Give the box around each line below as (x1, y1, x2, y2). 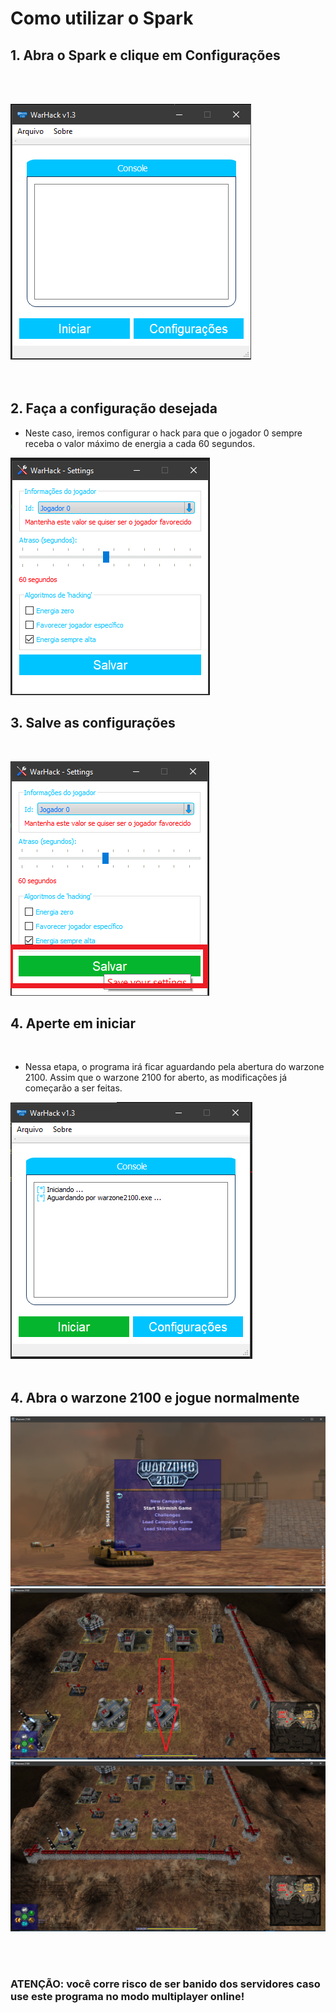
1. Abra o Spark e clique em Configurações (10, 47, 281, 64)
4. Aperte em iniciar (10, 1015, 137, 1032)
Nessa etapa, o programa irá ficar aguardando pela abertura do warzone (24, 1061, 325, 1073)
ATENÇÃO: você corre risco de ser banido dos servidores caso (10, 1977, 321, 1991)
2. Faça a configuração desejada (10, 400, 218, 417)
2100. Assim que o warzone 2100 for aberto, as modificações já (24, 1072, 288, 1084)
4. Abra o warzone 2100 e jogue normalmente (10, 1389, 300, 1406)
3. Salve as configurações (10, 715, 176, 732)
